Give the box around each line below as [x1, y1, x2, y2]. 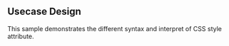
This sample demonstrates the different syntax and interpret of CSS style [7, 24, 223, 33]
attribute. [7, 32, 34, 40]
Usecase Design [7, 6, 82, 18]
